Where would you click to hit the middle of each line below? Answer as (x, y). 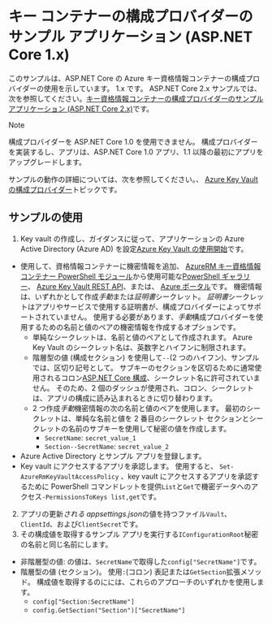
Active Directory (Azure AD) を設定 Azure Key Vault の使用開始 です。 (134, 249)
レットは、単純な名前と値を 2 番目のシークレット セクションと (144, 418)
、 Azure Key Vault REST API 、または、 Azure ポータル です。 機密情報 (145, 286)
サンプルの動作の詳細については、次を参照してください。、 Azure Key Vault (133, 179)
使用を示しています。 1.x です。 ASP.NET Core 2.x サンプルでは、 (152, 88)
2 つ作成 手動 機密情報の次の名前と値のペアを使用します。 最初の (139, 408)
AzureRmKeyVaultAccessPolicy (69, 477)
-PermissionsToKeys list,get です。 (101, 496)
